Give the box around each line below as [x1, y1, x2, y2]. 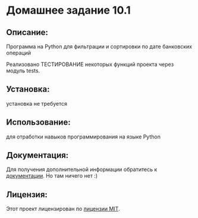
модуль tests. [6, 67, 40, 74]
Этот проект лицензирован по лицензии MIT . [6, 206, 120, 213]
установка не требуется [6, 100, 67, 107]
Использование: [6, 117, 71, 128]
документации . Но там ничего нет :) [6, 172, 98, 179]
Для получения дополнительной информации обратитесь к [6, 166, 158, 173]
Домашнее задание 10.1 [6, 4, 131, 17]
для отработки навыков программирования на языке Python [6, 133, 161, 140]
